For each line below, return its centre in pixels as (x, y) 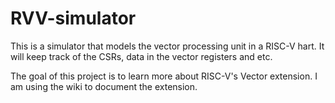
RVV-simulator (73, 18)
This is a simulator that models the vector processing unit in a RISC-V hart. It (167, 46)
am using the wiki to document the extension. (104, 86)
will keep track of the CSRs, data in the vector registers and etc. (141, 56)
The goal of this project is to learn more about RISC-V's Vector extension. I (164, 76)
